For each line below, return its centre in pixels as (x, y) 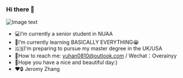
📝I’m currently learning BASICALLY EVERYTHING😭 (77, 42)
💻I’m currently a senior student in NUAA (64, 34)
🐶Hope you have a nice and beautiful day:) (66, 62)
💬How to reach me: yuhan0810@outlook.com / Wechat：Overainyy (96, 56)
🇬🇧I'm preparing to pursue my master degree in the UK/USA (88, 49)
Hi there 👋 (21, 9)
